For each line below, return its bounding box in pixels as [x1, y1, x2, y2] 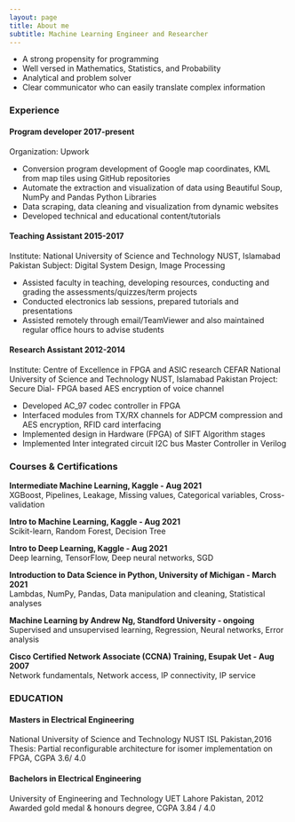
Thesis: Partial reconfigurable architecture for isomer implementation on [9, 743, 274, 755]
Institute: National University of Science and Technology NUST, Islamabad [9, 250, 281, 261]
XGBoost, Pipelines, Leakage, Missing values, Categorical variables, [9, 490, 258, 501]
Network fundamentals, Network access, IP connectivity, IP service [9, 670, 256, 681]
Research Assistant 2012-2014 [9, 344, 126, 355]
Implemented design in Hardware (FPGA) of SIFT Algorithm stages [21, 428, 266, 439]
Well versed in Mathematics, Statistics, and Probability [21, 63, 221, 74]
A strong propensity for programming [21, 54, 159, 65]
